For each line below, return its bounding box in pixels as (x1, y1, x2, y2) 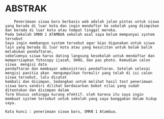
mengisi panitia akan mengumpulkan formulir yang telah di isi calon (5, 71, 153, 75)
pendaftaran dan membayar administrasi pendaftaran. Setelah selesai (5, 66, 151, 71)
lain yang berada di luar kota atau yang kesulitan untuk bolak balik (5, 45, 153, 49)
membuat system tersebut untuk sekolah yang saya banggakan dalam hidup (5, 96, 157, 101)
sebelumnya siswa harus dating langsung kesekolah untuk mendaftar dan (5, 53, 155, 58)
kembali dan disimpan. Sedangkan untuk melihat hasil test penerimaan (5, 79, 153, 84)
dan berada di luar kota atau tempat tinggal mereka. (5, 27, 118, 32)
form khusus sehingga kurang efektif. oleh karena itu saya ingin (5, 92, 144, 97)
